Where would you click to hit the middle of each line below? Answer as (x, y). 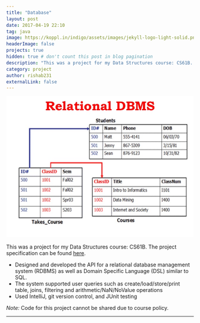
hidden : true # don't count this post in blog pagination (79, 57)
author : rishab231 (29, 75)
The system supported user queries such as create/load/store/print (97, 284)
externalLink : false (32, 82)
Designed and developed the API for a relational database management (102, 265)
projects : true (25, 51)
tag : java (18, 32)
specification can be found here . (46, 253)
